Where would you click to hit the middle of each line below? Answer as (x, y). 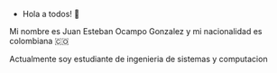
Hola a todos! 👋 (51, 14)
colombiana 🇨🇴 (39, 41)
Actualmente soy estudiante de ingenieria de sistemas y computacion (138, 59)
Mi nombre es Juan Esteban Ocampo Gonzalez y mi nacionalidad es (136, 31)
